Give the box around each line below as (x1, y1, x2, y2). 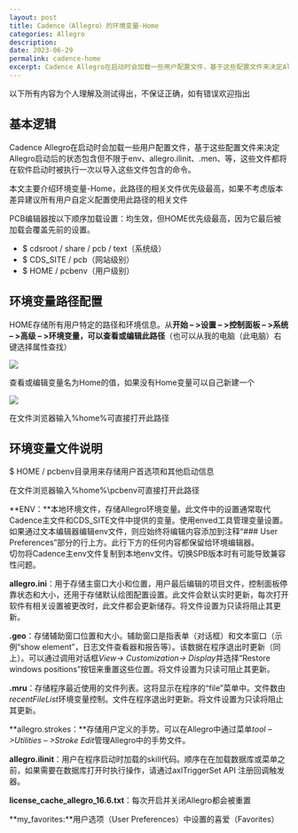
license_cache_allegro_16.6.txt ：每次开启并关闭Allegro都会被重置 (9, 795, 251, 805)
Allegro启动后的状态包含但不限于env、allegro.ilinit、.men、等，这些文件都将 (9, 153, 287, 164)
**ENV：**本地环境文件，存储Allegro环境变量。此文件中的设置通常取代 (9, 504, 271, 515)
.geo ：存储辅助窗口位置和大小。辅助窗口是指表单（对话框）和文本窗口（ (9, 630, 275, 641)
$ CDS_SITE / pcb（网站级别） (21, 254, 135, 265)
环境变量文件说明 (9, 441, 103, 456)
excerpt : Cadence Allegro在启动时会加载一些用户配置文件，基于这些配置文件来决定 (9, 63, 283, 72)
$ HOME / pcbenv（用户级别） (21, 265, 135, 276)
